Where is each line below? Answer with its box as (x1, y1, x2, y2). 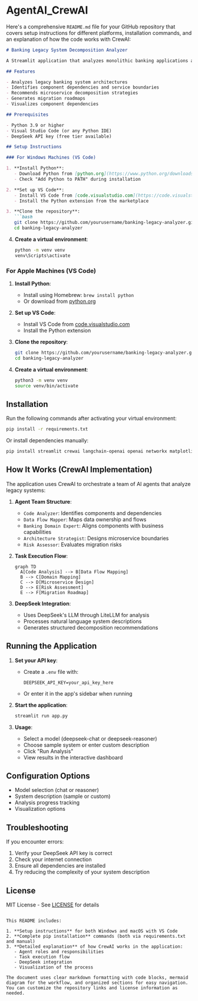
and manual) (6, 938, 35, 944)
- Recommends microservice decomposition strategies (6, 90, 138, 96)
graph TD (14, 563, 37, 570)
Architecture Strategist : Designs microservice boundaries (23, 534, 169, 542)
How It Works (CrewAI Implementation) (6, 465, 153, 475)
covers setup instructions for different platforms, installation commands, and (6, 29, 192, 36)
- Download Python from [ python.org (14, 171, 104, 177)
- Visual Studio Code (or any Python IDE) (6, 128, 112, 133)
